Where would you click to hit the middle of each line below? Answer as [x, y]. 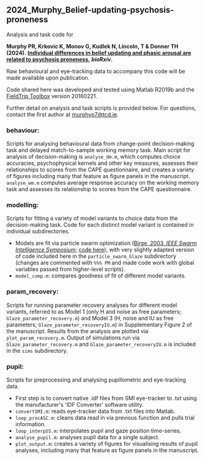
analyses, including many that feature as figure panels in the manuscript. [107, 450]
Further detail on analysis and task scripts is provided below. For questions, [101, 108]
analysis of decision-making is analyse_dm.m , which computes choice [93, 157]
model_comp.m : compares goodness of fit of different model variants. [101, 276]
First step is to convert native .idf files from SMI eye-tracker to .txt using [106, 398]
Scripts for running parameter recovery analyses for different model [92, 305]
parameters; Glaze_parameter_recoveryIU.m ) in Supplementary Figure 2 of [99, 325]
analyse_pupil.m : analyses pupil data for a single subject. [88, 437]
